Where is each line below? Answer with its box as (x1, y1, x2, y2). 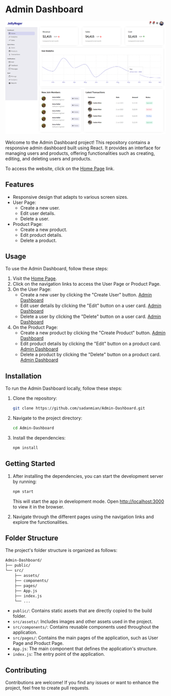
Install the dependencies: (12, 434, 66, 440)
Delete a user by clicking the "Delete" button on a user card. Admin (20, 313, 161, 320)
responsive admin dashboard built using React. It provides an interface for (5, 145, 161, 151)
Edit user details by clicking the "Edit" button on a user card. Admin (20, 303, 162, 309)
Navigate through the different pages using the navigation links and (12, 514, 154, 520)
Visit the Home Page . (12, 275, 57, 282)
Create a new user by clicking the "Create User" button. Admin (20, 292, 152, 298)
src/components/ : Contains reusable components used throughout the (12, 624, 159, 630)
